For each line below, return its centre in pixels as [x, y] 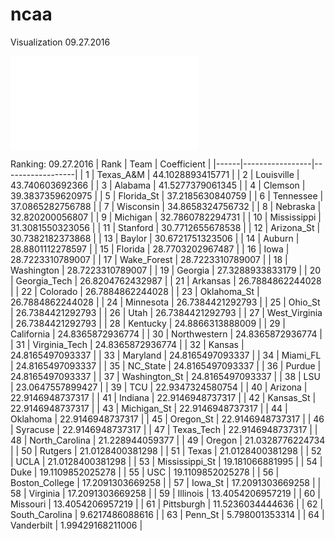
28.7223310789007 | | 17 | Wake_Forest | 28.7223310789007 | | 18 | [149, 259]
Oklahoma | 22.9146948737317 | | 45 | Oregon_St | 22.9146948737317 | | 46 [167, 419]
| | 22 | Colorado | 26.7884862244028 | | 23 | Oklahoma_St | [135, 291]
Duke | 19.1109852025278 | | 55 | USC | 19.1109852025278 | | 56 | [145, 472]
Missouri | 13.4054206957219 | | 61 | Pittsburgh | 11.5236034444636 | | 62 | [167, 504]
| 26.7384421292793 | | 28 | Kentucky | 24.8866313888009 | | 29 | [148, 323]
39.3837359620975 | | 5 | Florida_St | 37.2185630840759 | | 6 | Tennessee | [167, 195]
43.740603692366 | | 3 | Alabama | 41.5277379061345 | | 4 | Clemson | [158, 185]
